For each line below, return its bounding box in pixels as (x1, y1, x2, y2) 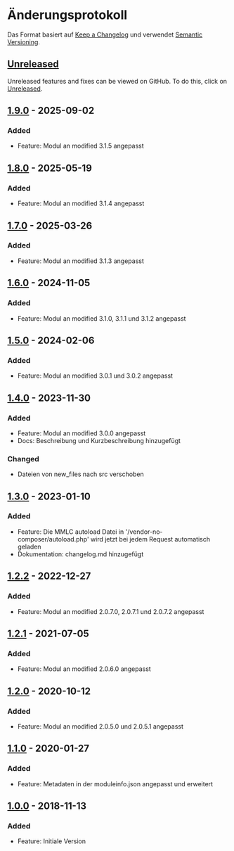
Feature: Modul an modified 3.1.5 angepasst (17, 141, 144, 151)
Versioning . (7, 37, 41, 46)
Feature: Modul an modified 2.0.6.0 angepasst (17, 665, 151, 673)
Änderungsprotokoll (7, 7, 128, 23)
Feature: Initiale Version (17, 837, 86, 845)
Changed (7, 454, 40, 463)
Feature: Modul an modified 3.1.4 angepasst (17, 199, 145, 207)
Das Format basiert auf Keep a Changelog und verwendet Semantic (7, 30, 203, 39)
